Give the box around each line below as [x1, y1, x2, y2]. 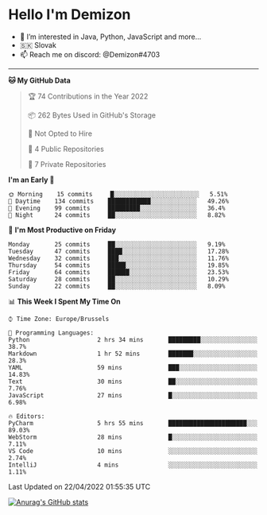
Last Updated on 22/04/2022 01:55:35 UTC [8, 482, 151, 491]
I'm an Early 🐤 [8, 175, 55, 184]
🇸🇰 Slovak [19, 40, 57, 49]
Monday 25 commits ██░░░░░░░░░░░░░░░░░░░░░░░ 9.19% [8, 240, 226, 248]
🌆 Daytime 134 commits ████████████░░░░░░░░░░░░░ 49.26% [8, 197, 229, 205]
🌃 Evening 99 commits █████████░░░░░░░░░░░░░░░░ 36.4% [8, 204, 226, 212]
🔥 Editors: [8, 412, 45, 420]
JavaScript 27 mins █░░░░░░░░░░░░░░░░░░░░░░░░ [8, 391, 258, 399]
